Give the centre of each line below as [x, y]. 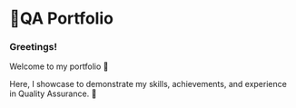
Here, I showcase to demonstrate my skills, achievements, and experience [148, 84]
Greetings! [33, 47]
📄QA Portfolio [61, 19]
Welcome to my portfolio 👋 [59, 66]
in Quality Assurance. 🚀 [53, 93]
